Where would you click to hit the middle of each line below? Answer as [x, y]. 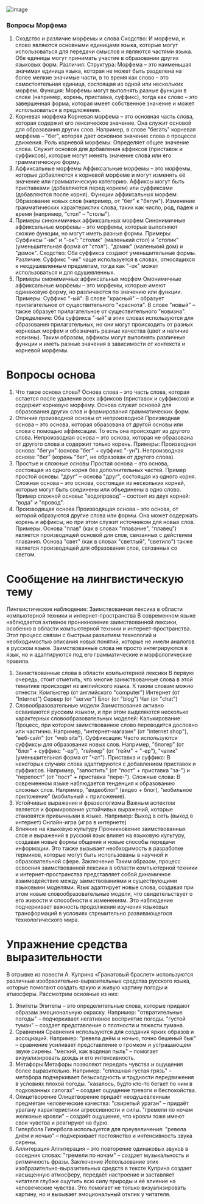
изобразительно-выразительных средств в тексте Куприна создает [104, 1169]
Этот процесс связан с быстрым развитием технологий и [81, 635]
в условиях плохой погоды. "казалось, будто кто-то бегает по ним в [104, 1084]
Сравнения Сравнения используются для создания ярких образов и [104, 1032]
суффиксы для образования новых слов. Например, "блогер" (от [100, 744]
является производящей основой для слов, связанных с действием [104, 535]
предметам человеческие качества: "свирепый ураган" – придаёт [102, 1103]
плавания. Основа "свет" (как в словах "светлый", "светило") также [104, 542]
